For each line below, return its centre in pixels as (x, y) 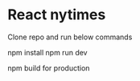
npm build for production (49, 68)
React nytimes (57, 15)
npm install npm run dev (47, 52)
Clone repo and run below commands (70, 37)
